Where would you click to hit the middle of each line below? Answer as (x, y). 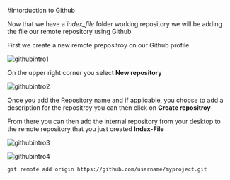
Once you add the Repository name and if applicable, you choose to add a (115, 100)
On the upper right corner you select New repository (85, 73)
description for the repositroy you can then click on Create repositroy (109, 108)
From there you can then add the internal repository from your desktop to (114, 121)
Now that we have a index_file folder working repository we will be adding (115, 24)
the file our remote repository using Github (69, 32)
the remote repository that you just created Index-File (86, 129)
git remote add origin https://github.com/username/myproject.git (107, 169)
